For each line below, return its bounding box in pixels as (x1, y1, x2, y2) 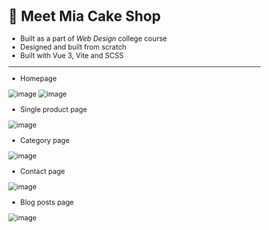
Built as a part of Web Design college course (19, 34, 167, 43)
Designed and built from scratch (19, 42, 126, 51)
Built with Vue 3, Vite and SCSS (19, 50, 124, 60)
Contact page (19, 166, 66, 176)
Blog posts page (19, 197, 74, 207)
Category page (19, 135, 70, 145)
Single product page (19, 104, 88, 114)
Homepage (19, 73, 58, 83)
